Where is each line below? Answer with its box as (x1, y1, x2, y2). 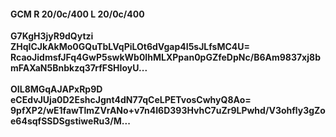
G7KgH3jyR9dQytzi (10, 30, 94, 42)
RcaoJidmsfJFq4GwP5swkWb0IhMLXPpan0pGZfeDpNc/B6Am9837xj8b (10, 51, 321, 64)
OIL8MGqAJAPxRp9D (10, 83, 103, 95)
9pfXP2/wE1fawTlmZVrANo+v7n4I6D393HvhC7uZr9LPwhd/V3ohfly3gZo (10, 105, 326, 117)
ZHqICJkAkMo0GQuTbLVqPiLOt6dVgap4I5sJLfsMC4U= (10, 41, 251, 53)
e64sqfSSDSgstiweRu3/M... (10, 115, 131, 127)
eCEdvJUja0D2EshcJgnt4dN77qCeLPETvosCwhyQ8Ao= (10, 94, 252, 106)
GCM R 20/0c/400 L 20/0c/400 (10, 8, 145, 20)
